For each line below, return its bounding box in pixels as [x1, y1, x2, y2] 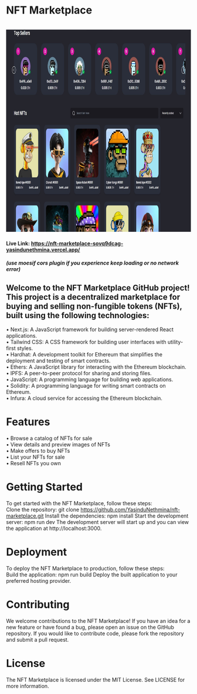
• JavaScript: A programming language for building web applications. [6, 376, 174, 383]
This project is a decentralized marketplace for [6, 292, 181, 302]
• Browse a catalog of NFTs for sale [6, 435, 93, 442]
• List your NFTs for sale [6, 453, 65, 461]
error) [6, 266, 21, 273]
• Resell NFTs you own [6, 459, 62, 466]
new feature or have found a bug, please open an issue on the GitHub [6, 623, 174, 630]
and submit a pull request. [6, 636, 69, 643]
